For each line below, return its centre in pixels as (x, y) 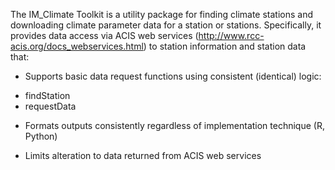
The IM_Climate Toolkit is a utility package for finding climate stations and (162, 14)
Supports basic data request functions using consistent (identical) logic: (173, 76)
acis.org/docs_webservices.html (77, 46)
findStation (47, 95)
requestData (50, 106)
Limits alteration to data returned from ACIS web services (143, 155)
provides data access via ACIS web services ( (104, 35)
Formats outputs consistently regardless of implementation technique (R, (174, 125)
